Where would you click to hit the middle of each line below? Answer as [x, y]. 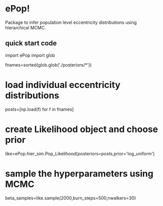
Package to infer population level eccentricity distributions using [71, 22]
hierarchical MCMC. [26, 27]
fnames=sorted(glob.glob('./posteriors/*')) [48, 65]
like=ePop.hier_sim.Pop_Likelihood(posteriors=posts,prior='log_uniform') [80, 153]
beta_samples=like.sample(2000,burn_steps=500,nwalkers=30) [71, 198]
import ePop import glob [30, 55]
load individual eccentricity [63, 85]
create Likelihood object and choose [81, 129]
